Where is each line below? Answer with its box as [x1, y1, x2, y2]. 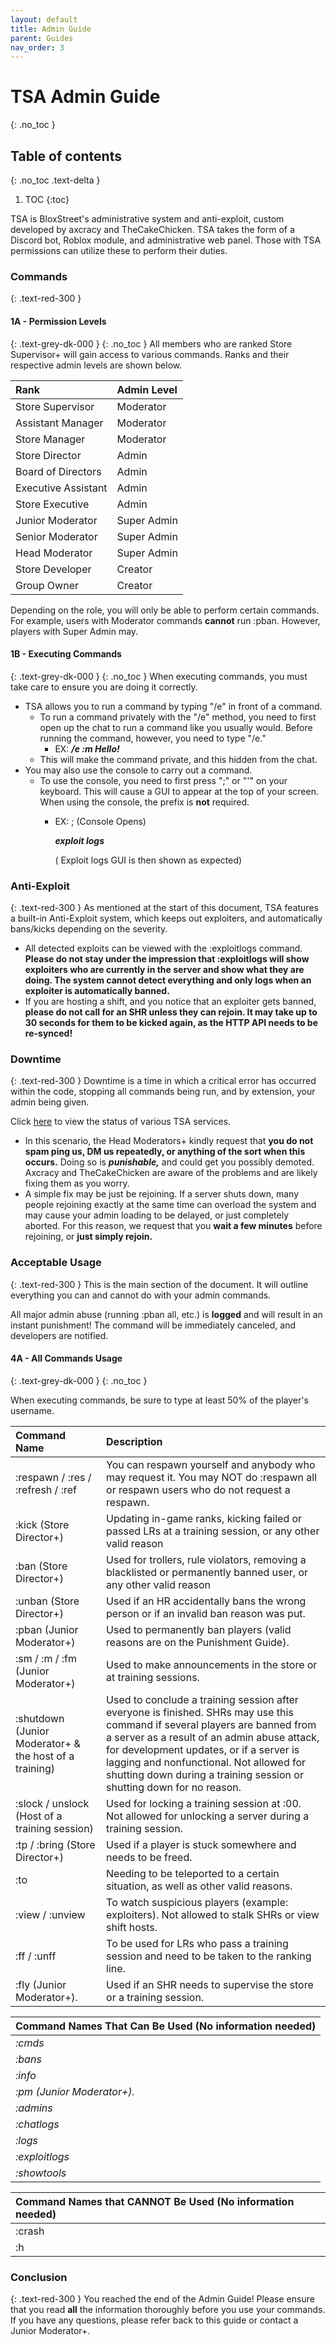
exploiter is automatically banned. [24, 985, 170, 996]
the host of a [15, 1749, 75, 1763]
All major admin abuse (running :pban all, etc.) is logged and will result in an [10, 1308, 323, 1320]
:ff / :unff [15, 1949, 57, 1963]
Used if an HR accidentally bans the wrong [106, 1594, 307, 1608]
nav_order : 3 [10, 42, 65, 53]
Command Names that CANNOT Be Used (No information [15, 2194, 295, 2208]
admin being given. [10, 1096, 90, 1108]
